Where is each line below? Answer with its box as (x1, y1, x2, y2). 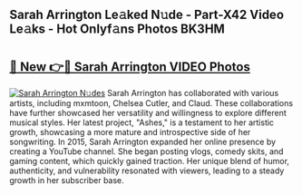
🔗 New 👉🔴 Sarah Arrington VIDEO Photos (9, 59, 251, 74)
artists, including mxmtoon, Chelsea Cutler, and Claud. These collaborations (9, 98, 293, 108)
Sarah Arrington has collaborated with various (107, 88, 279, 98)
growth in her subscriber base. (9, 175, 124, 185)
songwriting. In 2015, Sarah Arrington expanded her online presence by (9, 136, 277, 147)
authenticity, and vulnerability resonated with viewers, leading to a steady (9, 165, 285, 176)
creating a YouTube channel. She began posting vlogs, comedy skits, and (9, 146, 284, 157)
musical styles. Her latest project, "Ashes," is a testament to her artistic (9, 117, 275, 128)
